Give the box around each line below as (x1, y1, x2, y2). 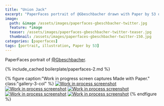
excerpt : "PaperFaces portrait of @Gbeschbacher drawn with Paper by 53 (5, 12, 156, 17)
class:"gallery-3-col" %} (5, 81, 54, 87)
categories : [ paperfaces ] (5, 39, 58, 44)
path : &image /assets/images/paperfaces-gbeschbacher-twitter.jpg (9, 20, 147, 26)
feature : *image (9, 25, 42, 30)
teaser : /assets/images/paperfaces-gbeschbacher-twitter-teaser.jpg (9, 30, 152, 35)
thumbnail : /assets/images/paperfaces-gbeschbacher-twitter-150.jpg (9, 35, 152, 39)
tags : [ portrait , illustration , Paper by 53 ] (5, 43, 99, 48)
